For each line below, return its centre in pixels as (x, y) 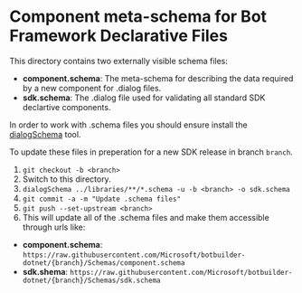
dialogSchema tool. (45, 134)
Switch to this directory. (66, 179)
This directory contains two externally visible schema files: (118, 61)
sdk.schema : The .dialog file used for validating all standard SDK (144, 98)
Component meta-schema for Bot (138, 17)
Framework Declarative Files (119, 36)
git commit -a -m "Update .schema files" (101, 199)
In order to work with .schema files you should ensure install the (128, 125)
